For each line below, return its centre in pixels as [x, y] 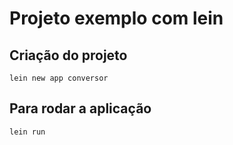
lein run [27, 132]
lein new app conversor [59, 78]
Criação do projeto [68, 55]
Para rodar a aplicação [80, 108]
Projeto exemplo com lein [116, 18]
